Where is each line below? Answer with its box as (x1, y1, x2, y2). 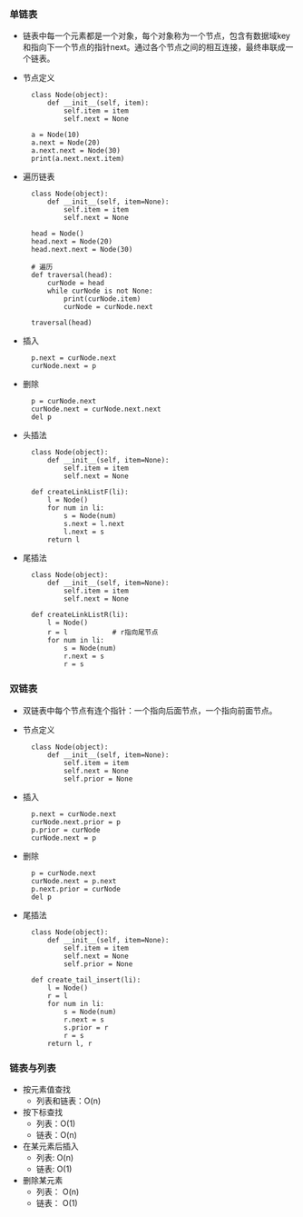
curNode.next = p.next (31, 876, 117, 885)
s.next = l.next (63, 520, 125, 529)
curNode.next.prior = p (31, 817, 121, 826)
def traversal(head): (31, 271, 113, 280)
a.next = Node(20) (31, 138, 101, 147)
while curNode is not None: (46, 286, 153, 296)
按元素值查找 (22, 1083, 71, 1094)
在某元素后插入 (22, 1141, 79, 1152)
